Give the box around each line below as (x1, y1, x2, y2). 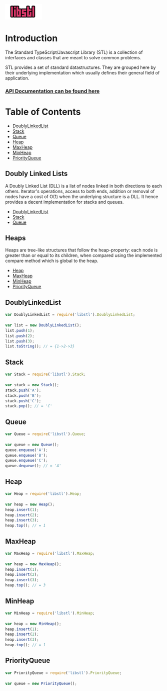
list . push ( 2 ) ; (5, 333, 35, 338)
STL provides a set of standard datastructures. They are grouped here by (5, 64, 156, 70)
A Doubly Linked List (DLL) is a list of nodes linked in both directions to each (5, 183, 162, 189)
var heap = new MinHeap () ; (5, 621, 61, 626)
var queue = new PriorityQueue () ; (5, 681, 77, 686)
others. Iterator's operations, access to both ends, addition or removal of (5, 188, 155, 194)
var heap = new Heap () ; (5, 502, 55, 507)
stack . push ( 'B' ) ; (5, 393, 41, 398)
